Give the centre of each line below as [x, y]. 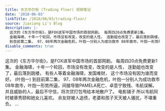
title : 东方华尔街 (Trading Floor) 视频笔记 [48, 10]
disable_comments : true [29, 46]
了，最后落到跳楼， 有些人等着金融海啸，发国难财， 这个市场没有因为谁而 [79, 73]
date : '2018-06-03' [25, 14]
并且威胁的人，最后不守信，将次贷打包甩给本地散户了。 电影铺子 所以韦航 [79, 91]
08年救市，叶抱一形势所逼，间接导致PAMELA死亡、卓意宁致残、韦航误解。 [81, 85]
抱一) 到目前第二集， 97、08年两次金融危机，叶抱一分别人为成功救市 [90, 79]
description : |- [22, 28]
